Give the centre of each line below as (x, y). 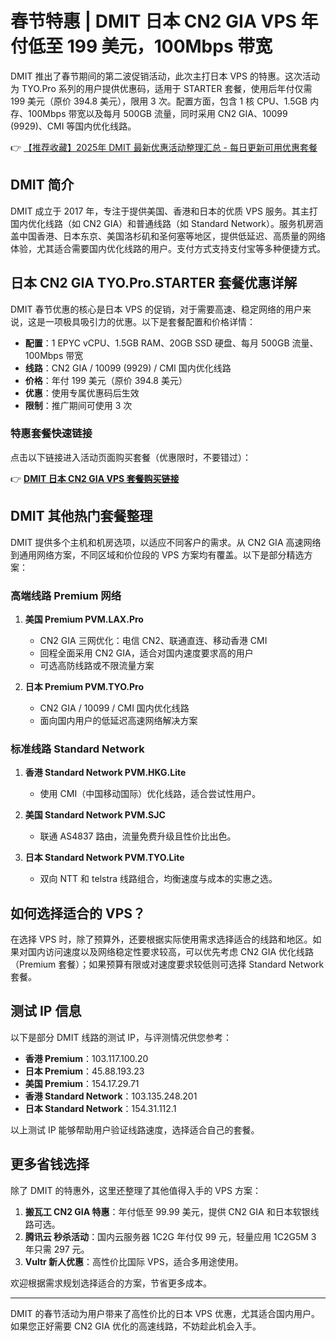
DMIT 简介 (42, 185)
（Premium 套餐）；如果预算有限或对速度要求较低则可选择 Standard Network (167, 964)
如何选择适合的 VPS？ (78, 913)
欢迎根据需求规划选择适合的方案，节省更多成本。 (111, 1283)
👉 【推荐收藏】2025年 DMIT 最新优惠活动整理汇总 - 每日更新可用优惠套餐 (164, 147)
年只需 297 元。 (57, 1249)
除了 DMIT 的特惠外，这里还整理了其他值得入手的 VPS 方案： (136, 1190)
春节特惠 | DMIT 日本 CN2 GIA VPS (153, 21)
